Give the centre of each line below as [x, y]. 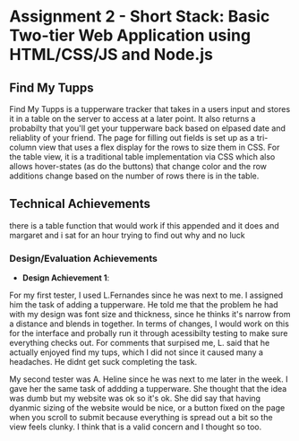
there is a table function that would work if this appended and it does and [144, 225]
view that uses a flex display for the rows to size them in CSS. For [159, 147]
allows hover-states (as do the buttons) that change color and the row [138, 166]
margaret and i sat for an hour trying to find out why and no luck [128, 235]
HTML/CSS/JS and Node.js [111, 55]
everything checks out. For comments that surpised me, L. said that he [140, 343]
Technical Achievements [80, 204]
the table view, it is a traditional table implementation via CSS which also [142, 157]
